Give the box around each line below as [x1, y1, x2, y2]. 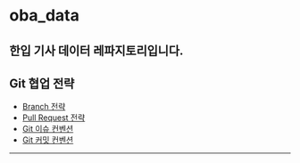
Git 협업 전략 [9, 76, 75, 91]
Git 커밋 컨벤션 [21, 134, 74, 145]
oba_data [9, 5, 80, 26]
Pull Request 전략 [21, 112, 86, 123]
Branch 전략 [21, 102, 66, 112]
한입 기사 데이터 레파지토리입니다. [9, 43, 184, 58]
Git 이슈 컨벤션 [21, 124, 74, 134]
